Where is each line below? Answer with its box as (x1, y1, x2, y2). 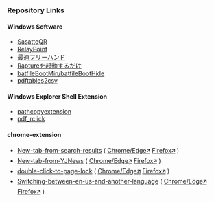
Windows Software (7, 23, 63, 31)
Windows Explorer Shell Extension (7, 92, 108, 101)
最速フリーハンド (16, 53, 66, 62)
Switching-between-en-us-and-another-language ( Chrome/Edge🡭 (16, 177, 207, 185)
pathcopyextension (16, 108, 72, 116)
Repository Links (7, 5, 65, 15)
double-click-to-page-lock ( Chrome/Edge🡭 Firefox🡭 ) (16, 166, 170, 175)
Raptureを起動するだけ (16, 62, 82, 70)
